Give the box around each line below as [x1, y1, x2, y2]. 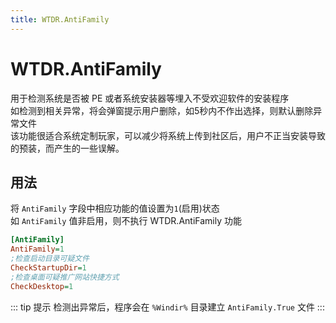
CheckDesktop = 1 [10, 281, 74, 291]
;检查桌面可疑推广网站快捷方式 [10, 272, 120, 282]
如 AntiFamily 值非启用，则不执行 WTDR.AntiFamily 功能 [10, 215, 242, 227]
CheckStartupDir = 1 [10, 263, 87, 273]
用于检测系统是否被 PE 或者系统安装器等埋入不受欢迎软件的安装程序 [10, 92, 290, 104]
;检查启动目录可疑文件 [10, 254, 90, 264]
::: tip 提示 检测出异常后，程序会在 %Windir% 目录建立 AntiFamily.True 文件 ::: [10, 301, 325, 313]
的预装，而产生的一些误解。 [10, 142, 125, 154]
